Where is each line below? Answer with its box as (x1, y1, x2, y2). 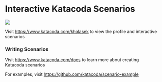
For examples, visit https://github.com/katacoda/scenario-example (5, 71, 139, 77)
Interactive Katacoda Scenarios (5, 3, 135, 15)
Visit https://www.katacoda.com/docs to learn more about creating (5, 57, 139, 63)
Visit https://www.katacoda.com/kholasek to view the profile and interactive (5, 28, 157, 34)
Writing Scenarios (5, 46, 49, 52)
